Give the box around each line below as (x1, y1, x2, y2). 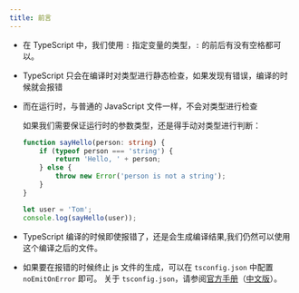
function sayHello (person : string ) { (22, 138, 166, 147)
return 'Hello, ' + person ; (55, 155, 161, 164)
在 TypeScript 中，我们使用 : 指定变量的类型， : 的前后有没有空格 (22, 39, 265, 50)
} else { (39, 163, 72, 172)
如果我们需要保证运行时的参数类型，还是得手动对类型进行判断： (22, 120, 261, 131)
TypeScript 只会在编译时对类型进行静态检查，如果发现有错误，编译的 (22, 70, 281, 81)
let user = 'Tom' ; (22, 205, 92, 214)
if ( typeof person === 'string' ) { (39, 146, 174, 155)
